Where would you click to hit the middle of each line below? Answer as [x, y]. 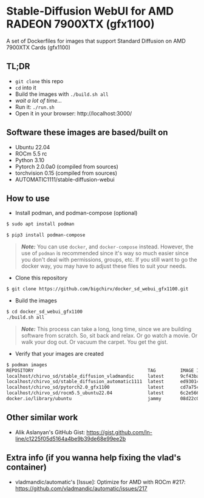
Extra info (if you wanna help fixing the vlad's [93, 458]
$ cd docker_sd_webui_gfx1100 [45, 312]
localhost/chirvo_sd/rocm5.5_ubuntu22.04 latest [85, 393]
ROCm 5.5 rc [31, 154]
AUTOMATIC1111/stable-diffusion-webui [65, 179]
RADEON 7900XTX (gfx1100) [80, 24]
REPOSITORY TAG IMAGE [100, 370]
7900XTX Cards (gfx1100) [39, 47]
